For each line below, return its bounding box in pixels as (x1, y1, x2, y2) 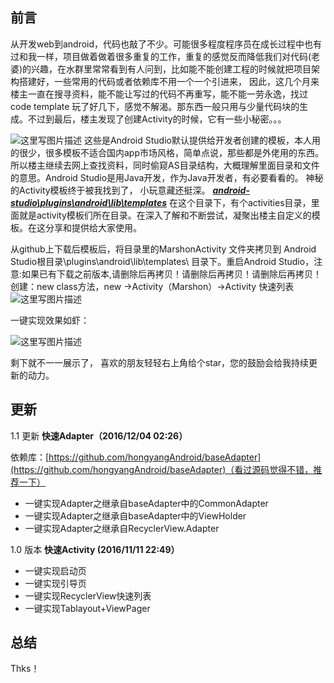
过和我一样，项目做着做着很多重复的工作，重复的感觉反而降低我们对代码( (10, 50, 312, 62)
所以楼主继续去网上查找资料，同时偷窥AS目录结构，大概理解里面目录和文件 (10, 159, 320, 171)
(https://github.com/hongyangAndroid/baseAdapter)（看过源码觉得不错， (10, 463, 314, 475)
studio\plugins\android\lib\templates (10, 196, 167, 208)
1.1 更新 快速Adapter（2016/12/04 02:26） (10, 429, 188, 442)
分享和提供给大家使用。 (44, 221, 142, 233)
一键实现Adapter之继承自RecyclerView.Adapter (24, 522, 220, 534)
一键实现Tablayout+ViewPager (24, 602, 151, 614)
